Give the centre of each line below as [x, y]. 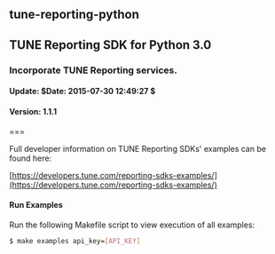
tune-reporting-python [74, 15]
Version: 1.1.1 [33, 111]
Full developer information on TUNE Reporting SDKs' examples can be [137, 148]
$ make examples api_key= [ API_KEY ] [75, 241]
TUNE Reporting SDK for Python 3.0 [110, 45]
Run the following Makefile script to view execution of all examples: [132, 225]
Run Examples [36, 205]
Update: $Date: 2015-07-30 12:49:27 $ [82, 91]
